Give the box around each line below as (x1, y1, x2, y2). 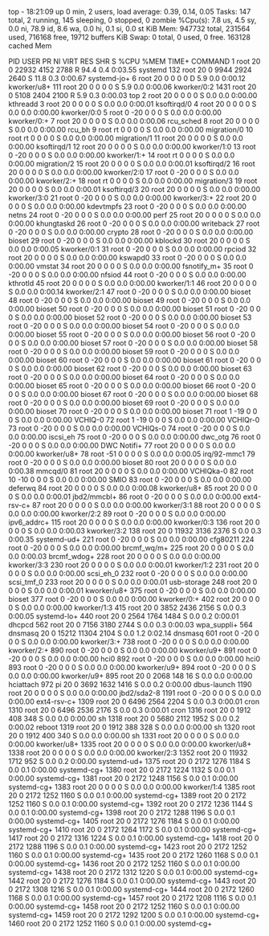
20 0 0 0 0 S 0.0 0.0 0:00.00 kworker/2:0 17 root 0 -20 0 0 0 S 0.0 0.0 (8, 168, 239, 177)
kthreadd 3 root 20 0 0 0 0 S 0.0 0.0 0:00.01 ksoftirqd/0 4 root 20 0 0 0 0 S (8, 100, 257, 108)
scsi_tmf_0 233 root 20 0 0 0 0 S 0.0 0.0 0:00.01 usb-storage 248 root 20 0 (8, 578, 258, 587)
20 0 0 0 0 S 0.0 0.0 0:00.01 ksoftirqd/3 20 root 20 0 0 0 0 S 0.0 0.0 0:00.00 (8, 185, 261, 194)
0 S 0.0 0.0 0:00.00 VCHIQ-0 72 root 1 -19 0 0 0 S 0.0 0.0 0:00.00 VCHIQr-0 (8, 415, 260, 424)
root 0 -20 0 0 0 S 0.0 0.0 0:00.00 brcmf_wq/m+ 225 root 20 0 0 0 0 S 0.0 (8, 543, 255, 553)
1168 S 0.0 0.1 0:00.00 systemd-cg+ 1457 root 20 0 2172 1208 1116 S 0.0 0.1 (8, 893, 257, 902)
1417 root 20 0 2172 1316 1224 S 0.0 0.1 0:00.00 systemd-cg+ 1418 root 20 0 (8, 833, 259, 843)
